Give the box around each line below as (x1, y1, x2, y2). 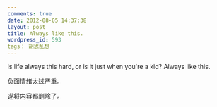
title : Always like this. (7, 30, 83, 37)
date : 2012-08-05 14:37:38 (7, 17, 87, 24)
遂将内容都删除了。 (7, 92, 64, 100)
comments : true (7, 10, 52, 18)
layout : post (7, 23, 46, 30)
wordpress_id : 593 (7, 37, 61, 44)
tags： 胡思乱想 (7, 43, 50, 50)
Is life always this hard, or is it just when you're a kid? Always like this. (7, 63, 211, 70)
